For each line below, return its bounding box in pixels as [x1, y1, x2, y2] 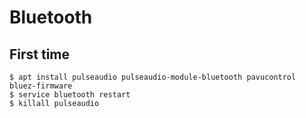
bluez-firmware [9, 81, 73, 91]
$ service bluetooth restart [9, 90, 131, 100]
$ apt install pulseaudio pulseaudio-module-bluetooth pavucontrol [9, 72, 297, 82]
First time [9, 46, 71, 63]
